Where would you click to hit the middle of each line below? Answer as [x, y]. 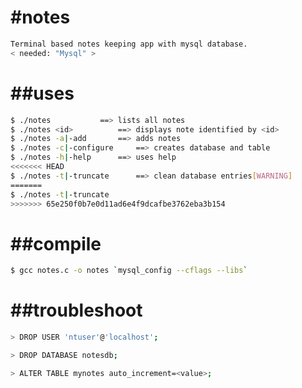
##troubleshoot [76, 310]
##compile [56, 243]
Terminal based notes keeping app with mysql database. [129, 44]
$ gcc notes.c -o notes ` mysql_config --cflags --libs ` [129, 271]
